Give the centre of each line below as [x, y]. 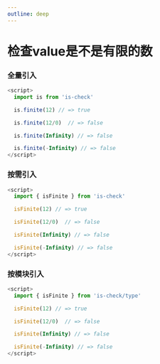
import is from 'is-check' [54, 97]
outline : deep [28, 14]
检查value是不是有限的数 [80, 51]
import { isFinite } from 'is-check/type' [78, 296]
